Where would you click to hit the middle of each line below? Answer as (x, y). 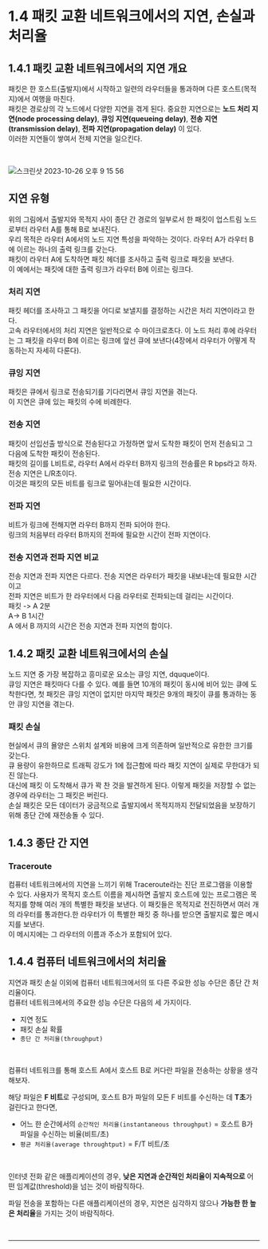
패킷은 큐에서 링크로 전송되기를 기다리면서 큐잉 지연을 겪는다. (103, 392)
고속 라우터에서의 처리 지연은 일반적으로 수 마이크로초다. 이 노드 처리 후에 (122, 331)
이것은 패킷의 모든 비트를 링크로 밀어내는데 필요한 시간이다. (100, 483)
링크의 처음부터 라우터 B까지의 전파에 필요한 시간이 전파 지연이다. (110, 534)
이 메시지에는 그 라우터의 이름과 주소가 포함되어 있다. (90, 934)
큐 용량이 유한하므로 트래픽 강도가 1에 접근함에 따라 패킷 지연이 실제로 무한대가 (130, 765)
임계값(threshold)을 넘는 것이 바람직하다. (81, 1186)
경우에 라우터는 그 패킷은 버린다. (59, 795)
